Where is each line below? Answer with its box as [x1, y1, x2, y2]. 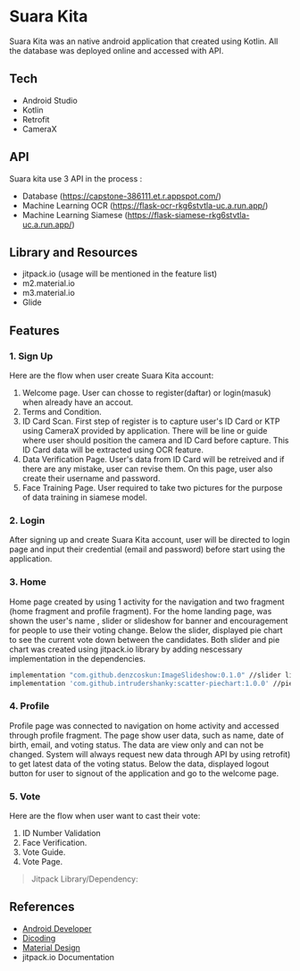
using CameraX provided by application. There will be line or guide [21, 426, 268, 436]
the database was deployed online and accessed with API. [9, 45, 224, 55]
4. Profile [9, 700, 50, 713]
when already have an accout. [21, 397, 134, 408]
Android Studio [21, 95, 78, 106]
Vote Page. [21, 857, 63, 866]
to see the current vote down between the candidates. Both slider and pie [9, 634, 280, 645]
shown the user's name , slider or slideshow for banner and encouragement [9, 615, 288, 626]
